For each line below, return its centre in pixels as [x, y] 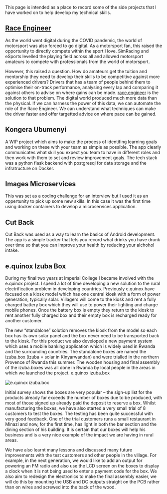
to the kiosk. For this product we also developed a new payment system [79, 341]
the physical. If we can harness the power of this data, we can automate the [83, 103]
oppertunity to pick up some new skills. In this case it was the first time [78, 201]
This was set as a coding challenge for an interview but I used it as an [77, 196]
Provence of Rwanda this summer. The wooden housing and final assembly [83, 362]
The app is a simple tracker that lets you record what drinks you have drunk [83, 240]
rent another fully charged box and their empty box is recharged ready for [81, 315]
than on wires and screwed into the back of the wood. [61, 487]
